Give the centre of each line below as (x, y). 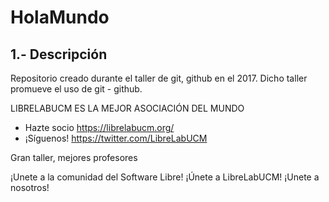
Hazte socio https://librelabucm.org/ (99, 127)
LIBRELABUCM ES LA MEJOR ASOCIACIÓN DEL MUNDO (127, 108)
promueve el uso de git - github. (76, 89)
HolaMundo (60, 17)
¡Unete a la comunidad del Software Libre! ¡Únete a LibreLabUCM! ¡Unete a (165, 177)
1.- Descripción (59, 54)
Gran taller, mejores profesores (74, 157)
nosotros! (30, 187)
